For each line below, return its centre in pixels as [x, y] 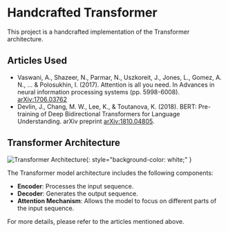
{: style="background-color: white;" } [139, 159]
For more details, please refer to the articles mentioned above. [96, 221]
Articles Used [37, 61]
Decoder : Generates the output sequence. [77, 193]
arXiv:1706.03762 [42, 99]
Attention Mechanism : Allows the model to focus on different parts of [117, 200]
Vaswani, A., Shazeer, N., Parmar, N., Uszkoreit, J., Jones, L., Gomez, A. [120, 77]
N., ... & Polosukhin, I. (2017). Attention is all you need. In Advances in [116, 85]
